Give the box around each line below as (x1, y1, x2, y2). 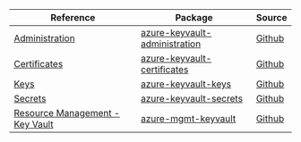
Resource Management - (13, 107, 121, 119)
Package (175, 12, 213, 23)
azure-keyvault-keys (140, 78, 231, 90)
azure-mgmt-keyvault (140, 113, 236, 124)
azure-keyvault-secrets (140, 93, 244, 104)
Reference (50, 12, 96, 23)
